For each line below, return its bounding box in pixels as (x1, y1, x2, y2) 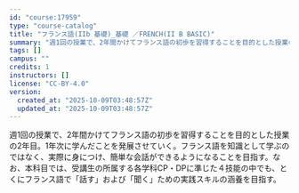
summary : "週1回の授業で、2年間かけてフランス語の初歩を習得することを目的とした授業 (9, 37, 289, 47)
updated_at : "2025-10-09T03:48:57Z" (17, 104, 153, 113)
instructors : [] (9, 71, 69, 80)
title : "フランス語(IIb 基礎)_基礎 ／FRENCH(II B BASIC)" (9, 29, 215, 38)
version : (9, 87, 42, 96)
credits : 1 (9, 63, 50, 72)
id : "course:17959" (9, 12, 82, 22)
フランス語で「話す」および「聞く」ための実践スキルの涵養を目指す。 (24, 174, 282, 185)
